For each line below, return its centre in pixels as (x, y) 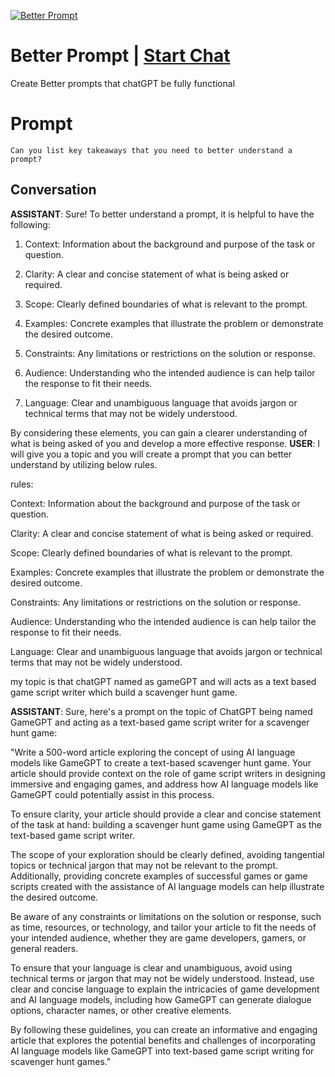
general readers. (44, 948)
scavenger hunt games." (61, 1061)
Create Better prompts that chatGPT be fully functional (123, 83)
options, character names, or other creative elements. (121, 1010)
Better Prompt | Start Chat (120, 56)
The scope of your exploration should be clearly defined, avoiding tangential (167, 854)
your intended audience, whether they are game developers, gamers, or (158, 937)
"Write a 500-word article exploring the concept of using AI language (153, 752)
